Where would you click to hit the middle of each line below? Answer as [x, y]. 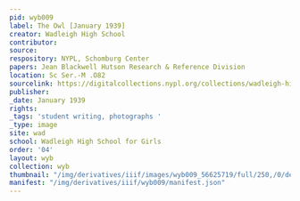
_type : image [33, 125]
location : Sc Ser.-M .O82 [57, 76]
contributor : [33, 42]
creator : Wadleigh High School [67, 34]
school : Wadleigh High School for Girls [86, 141]
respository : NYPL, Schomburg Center [79, 59]
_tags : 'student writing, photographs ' [86, 117]
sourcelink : [31, 84]
